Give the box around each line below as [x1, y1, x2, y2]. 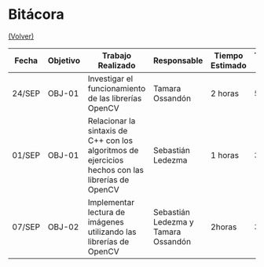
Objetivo [47, 55, 81, 66]
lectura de [87, 207, 126, 218]
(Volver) [8, 31, 35, 41]
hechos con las [87, 164, 144, 175]
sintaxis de [87, 125, 128, 136]
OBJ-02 [47, 221, 79, 232]
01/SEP [12, 149, 41, 160]
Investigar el [87, 73, 134, 84]
